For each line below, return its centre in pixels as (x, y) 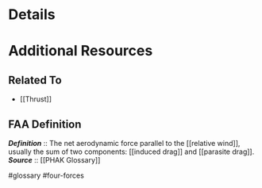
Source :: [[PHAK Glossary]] (54, 160)
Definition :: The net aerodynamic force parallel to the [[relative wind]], (124, 143)
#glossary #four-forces (46, 175)
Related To (35, 80)
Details (32, 15)
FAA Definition (45, 124)
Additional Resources (81, 51)
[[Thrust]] (36, 99)
